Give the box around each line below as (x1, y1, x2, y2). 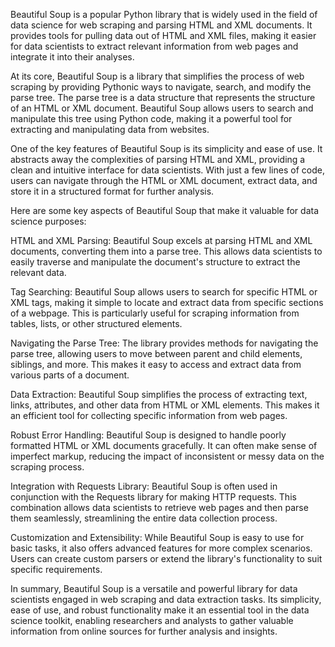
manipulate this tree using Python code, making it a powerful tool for (10, 113, 293, 124)
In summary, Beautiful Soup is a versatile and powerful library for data (10, 583, 298, 594)
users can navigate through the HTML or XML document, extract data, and (10, 175, 318, 186)
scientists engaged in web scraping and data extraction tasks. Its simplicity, (10, 594, 322, 605)
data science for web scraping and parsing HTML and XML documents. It (10, 19, 313, 31)
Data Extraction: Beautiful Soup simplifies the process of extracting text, (10, 389, 308, 400)
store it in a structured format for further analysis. (10, 185, 215, 197)
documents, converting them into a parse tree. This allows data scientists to (10, 245, 323, 257)
